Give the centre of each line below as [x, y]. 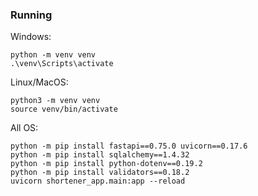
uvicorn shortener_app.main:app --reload [98, 181]
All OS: [24, 128]
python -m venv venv [53, 55]
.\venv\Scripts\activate [62, 64]
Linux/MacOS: [39, 82]
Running [31, 15]
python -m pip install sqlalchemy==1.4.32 [100, 155]
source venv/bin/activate [64, 109]
